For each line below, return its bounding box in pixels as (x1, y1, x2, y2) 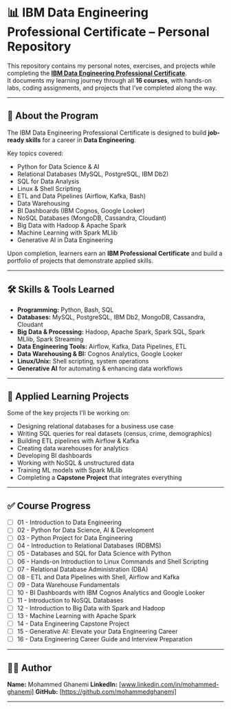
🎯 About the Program (7, 110, 98, 122)
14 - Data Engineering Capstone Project (16, 619, 129, 628)
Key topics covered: (7, 149, 64, 157)
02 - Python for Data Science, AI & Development (16, 526, 155, 535)
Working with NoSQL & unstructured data (16, 459, 135, 467)
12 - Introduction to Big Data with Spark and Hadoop (16, 603, 166, 612)
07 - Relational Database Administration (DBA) (16, 565, 148, 573)
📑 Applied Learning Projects (7, 390, 129, 402)
